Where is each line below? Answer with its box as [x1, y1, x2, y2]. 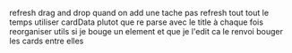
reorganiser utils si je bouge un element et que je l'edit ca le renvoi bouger [9, 26, 284, 36]
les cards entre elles [9, 35, 84, 46]
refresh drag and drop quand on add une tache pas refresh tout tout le [9, 8, 270, 18]
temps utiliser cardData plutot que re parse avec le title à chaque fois [9, 17, 264, 27]
